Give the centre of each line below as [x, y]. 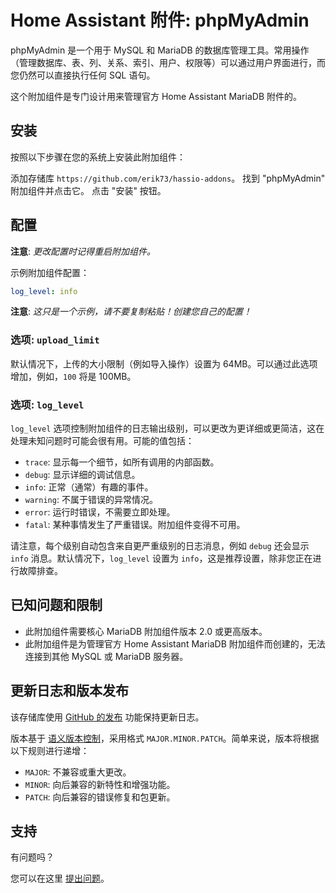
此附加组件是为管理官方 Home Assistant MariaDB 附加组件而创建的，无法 [175, 643]
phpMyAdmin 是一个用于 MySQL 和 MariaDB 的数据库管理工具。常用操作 [160, 50]
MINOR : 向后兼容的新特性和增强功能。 [100, 784]
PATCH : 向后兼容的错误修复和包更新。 [100, 797]
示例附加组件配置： [50, 272]
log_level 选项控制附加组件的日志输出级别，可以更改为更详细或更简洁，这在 [167, 428]
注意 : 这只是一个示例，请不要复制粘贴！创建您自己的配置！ [131, 312]
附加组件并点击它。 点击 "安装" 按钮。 [88, 190]
